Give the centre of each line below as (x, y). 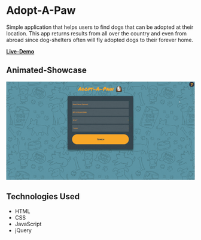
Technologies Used (43, 196)
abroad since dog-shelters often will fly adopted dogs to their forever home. (100, 40)
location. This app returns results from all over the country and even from (97, 33)
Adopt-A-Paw (41, 10)
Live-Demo (20, 51)
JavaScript (28, 224)
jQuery (23, 230)
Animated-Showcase (46, 70)
